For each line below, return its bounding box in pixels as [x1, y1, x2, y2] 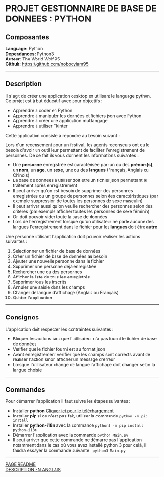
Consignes [5, 313, 39, 322]
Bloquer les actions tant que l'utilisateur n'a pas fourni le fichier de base [12, 336, 157, 341]
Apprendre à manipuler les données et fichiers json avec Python [12, 113, 142, 119]
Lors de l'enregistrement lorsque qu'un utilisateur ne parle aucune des [12, 219, 154, 224]
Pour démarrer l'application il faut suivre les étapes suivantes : [5, 398, 131, 404]
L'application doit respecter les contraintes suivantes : [5, 326, 114, 332]
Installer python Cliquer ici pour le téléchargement [12, 408, 114, 414]
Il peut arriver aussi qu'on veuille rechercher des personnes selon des [12, 203, 153, 209]
